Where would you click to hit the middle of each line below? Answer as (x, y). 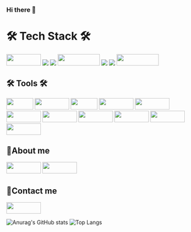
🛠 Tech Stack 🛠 (48, 36)
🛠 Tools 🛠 (27, 84)
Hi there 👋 (21, 10)
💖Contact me (32, 191)
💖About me (28, 151)
